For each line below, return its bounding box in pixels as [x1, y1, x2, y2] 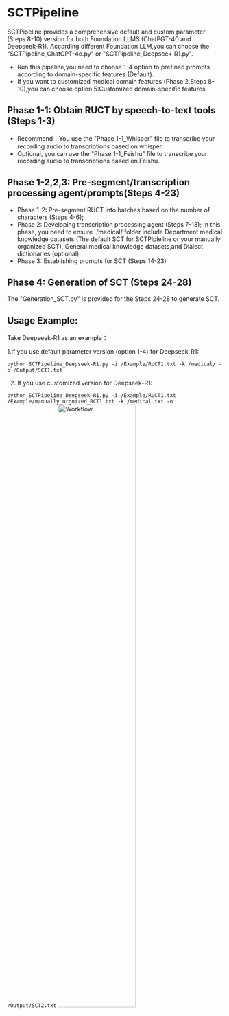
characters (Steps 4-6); [16, 213, 84, 221]
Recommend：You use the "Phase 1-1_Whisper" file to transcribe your [16, 134, 215, 142]
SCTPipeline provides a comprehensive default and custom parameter [7, 27, 206, 36]
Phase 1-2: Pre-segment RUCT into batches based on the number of [16, 205, 210, 214]
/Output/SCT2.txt [7, 1002, 57, 1009]
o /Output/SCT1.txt [7, 367, 63, 374]
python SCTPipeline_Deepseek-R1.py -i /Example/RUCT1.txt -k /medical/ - [7, 361, 223, 368]
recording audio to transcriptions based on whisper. [16, 142, 164, 150]
